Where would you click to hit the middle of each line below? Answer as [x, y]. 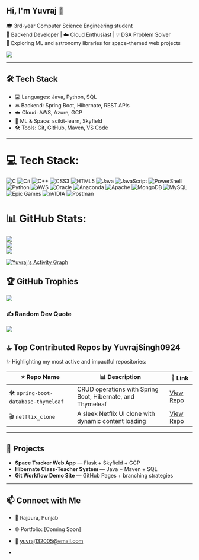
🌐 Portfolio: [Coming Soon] [48, 529]
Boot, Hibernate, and [105, 397]
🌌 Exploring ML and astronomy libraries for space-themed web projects [93, 43]
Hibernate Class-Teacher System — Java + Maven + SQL [86, 469]
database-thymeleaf [36, 402]
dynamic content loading [111, 421]
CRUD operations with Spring [118, 389]
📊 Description [120, 377]
